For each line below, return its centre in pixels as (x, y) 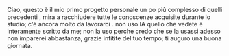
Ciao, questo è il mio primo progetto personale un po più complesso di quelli (115, 10)
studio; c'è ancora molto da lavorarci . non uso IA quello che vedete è (105, 24)
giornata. (20, 46)
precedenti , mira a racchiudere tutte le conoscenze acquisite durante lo (109, 17)
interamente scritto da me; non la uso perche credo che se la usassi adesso (114, 31)
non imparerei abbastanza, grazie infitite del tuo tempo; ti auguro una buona (114, 38)
